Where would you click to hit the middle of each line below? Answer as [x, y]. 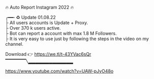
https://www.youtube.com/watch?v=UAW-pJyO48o [59, 71]
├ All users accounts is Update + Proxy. [47, 23]
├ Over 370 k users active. [33, 28]
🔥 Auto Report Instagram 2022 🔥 [40, 7]
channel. [14, 44]
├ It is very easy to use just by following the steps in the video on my [77, 39]
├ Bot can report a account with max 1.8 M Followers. [61, 33]
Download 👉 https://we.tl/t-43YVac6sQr [48, 54]
